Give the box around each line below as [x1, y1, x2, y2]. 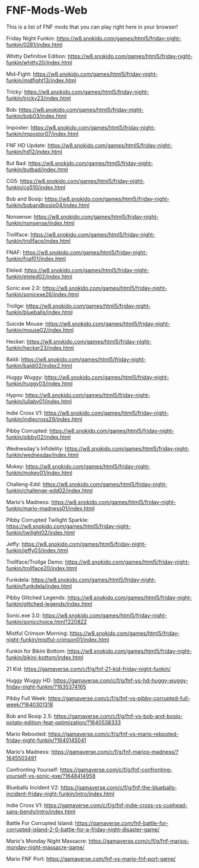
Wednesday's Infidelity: [6, 445, 64, 452]
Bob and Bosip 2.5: [6, 712, 53, 719]
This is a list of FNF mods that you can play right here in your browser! [6, 23, 178, 30]
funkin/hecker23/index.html [6, 344, 74, 351]
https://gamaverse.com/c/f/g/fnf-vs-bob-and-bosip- [53, 712, 183, 719]
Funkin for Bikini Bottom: [6, 647, 67, 655]
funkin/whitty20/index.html [6, 59, 72, 66]
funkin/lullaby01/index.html [6, 398, 72, 405]
